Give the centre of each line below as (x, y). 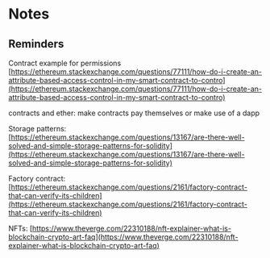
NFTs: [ (21, 228)
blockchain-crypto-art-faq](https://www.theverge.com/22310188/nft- (123, 237)
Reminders (36, 44)
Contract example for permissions (65, 63)
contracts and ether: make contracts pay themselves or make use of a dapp (134, 113)
